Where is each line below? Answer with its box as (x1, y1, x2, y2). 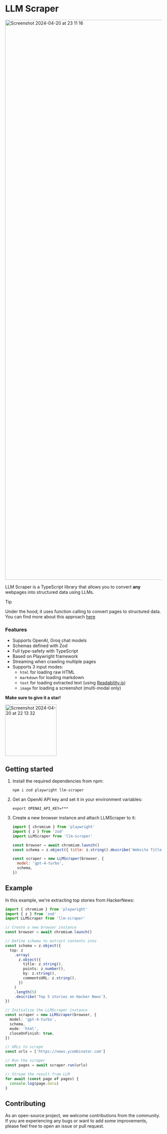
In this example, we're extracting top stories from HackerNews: (5, 897, 135, 903)
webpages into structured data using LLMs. (5, 589, 94, 595)
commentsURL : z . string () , (23, 976, 77, 981)
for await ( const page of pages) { (5, 1076, 79, 1081)
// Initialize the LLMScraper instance (5, 1008, 88, 1013)
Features (5, 626, 27, 633)
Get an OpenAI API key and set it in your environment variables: (12, 796, 143, 802)
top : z (9, 948, 23, 953)
